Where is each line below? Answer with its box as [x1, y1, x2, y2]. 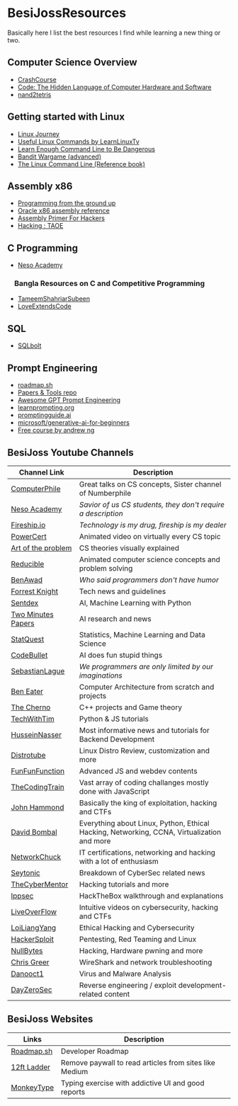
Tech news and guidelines [79, 586, 166, 596]
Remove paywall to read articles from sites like [60, 1057, 215, 1067]
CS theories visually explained [79, 543, 179, 553]
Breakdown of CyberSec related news [79, 867, 205, 877]
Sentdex [11, 598, 39, 608]
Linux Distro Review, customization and [79, 746, 210, 756]
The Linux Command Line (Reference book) [17, 159, 145, 168]
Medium [60, 1066, 89, 1076]
